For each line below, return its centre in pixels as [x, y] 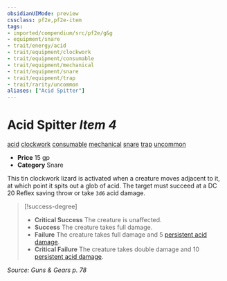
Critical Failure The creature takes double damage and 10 [117, 249]
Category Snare [40, 165]
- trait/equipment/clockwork [49, 53]
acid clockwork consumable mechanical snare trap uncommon [97, 144]
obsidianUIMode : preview [43, 13]
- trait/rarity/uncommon [43, 84]
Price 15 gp [34, 158]
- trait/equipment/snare [43, 71]
